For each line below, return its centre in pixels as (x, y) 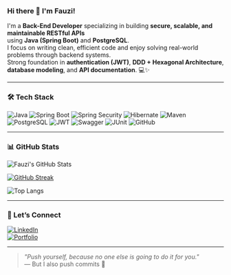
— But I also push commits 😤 (65, 264)
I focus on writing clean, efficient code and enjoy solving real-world (103, 48)
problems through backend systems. (59, 55)
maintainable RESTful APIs (46, 33)
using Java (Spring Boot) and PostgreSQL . (68, 40)
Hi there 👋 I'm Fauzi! (41, 11)
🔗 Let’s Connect (34, 215)
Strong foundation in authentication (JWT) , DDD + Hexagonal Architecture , (115, 62)
